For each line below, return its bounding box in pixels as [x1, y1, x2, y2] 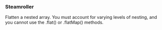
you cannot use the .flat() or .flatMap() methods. [5, 19, 104, 25]
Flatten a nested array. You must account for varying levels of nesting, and [5, 15, 158, 20]
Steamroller [5, 3, 34, 10]
